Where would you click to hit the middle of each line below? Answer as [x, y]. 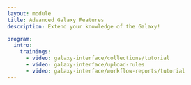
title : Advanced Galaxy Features [56, 20]
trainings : [36, 52]
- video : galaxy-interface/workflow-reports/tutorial [106, 71]
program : [20, 39]
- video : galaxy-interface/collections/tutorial [98, 58]
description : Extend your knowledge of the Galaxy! [84, 26]
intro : [23, 46]
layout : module [29, 13]
